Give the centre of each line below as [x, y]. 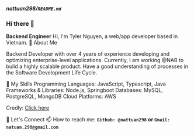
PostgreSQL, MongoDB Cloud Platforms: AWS [61, 97]
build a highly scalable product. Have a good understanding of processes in [97, 66]
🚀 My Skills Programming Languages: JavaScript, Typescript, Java [86, 84]
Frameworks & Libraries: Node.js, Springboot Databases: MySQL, [85, 90]
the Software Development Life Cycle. [52, 73]
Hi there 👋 [20, 23]
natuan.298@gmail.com [32, 127]
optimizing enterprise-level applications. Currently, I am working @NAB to [95, 60]
